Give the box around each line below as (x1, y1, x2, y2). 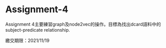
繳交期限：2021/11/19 (5, 37, 50, 43)
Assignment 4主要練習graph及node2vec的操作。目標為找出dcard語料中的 (5, 21, 161, 27)
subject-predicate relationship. (5, 27, 70, 33)
